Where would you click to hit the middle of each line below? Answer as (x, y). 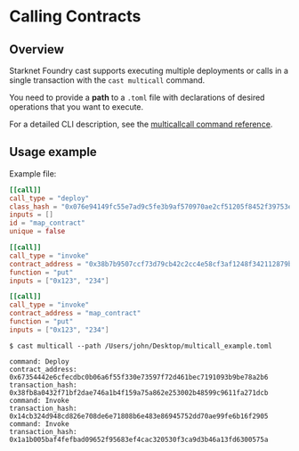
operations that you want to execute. (77, 107)
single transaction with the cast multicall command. (107, 80)
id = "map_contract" (48, 223)
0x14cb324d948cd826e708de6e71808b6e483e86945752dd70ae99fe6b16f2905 (139, 416)
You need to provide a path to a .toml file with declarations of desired (137, 97)
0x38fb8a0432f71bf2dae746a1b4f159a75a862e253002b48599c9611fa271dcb (139, 393)
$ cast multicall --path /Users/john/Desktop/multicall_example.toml (141, 346)
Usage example (53, 152)
